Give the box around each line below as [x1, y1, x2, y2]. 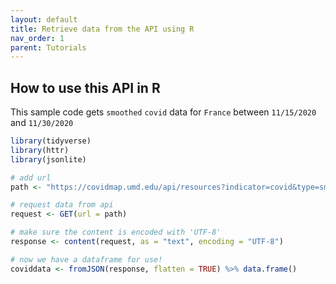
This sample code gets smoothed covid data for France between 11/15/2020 [10, 106, 317, 118]
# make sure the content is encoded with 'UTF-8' [10, 227, 222, 238]
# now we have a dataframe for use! [10, 254, 163, 265]
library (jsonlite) [10, 154, 87, 165]
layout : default [10, 14, 78, 25]
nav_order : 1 [10, 33, 65, 43]
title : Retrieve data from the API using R [10, 24, 195, 34]
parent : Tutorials [10, 42, 87, 53]
